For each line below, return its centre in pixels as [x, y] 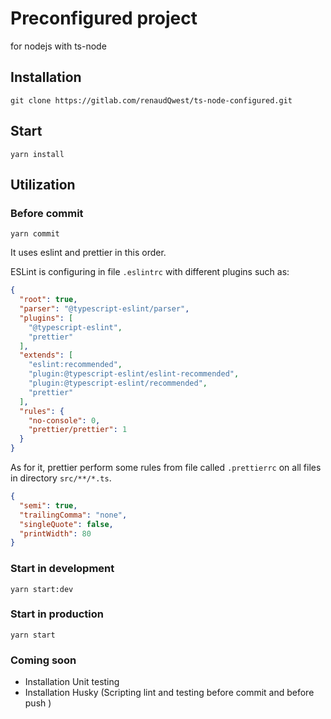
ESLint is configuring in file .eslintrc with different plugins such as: [150, 272]
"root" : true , [48, 300]
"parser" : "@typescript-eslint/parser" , [104, 309]
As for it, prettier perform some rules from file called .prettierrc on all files [166, 467]
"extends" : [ [46, 355]
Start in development [62, 569]
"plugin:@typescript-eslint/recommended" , [118, 383]
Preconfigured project [104, 18]
